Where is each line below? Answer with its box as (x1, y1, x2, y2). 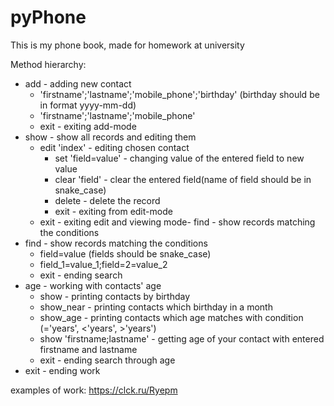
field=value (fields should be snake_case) (39, 247, 212, 260)
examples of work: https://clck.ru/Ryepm (10, 384, 178, 396)
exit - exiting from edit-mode (54, 205, 173, 217)
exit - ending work (24, 364, 101, 376)
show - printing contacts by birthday (39, 290, 191, 302)
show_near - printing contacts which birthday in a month (39, 301, 273, 313)
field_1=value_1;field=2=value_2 (39, 258, 168, 270)
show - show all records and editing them (24, 131, 197, 143)
